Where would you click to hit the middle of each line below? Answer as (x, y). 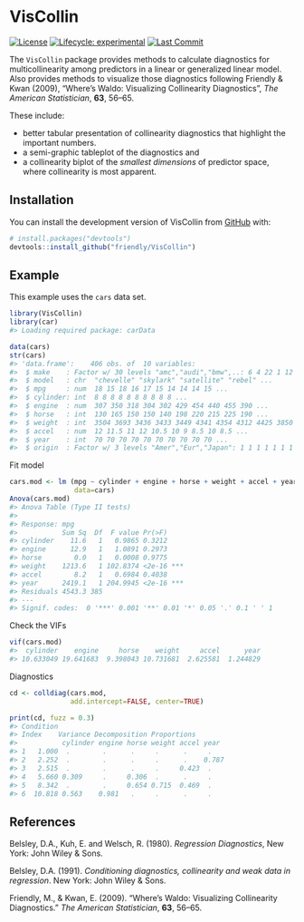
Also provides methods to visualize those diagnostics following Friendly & (146, 78)
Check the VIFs (38, 626)
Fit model (27, 465)
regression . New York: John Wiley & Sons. (88, 880)
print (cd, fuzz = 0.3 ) (52, 718)
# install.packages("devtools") (70, 238)
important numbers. (59, 142)
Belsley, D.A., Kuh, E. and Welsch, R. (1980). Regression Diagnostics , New (147, 844)
